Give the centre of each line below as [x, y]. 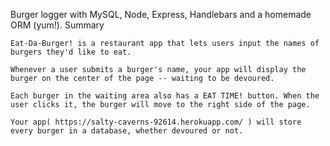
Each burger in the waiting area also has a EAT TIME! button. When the [165, 96]
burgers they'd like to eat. [71, 52]
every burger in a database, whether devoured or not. [127, 131]
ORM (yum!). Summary [57, 25]
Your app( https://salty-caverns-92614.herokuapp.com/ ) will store [156, 122]
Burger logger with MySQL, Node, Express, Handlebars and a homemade [161, 14]
